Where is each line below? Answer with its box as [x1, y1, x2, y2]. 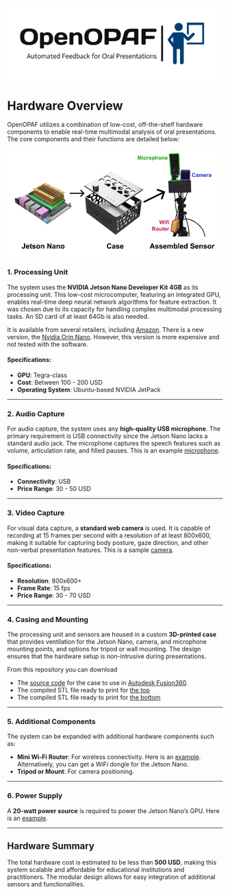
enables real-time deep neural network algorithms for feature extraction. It [7, 298, 217, 306]
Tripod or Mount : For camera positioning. [16, 767, 135, 776]
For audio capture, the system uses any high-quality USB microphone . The [7, 424, 221, 433]
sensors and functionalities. [7, 880, 86, 889]
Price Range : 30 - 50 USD [16, 485, 91, 493]
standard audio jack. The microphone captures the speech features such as [7, 439, 221, 448]
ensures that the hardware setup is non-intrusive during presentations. [7, 652, 207, 660]
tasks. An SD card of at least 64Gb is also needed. [7, 312, 149, 320]
